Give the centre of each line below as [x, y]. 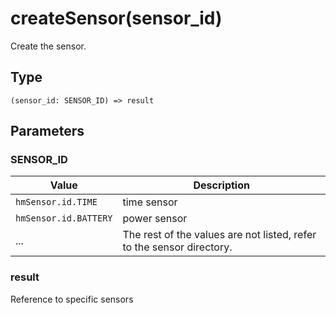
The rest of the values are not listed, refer [219, 235]
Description [221, 185]
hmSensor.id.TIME [56, 202]
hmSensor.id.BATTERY [64, 218]
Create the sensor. [48, 46]
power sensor [155, 219]
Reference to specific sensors [72, 299]
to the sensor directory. [177, 247]
